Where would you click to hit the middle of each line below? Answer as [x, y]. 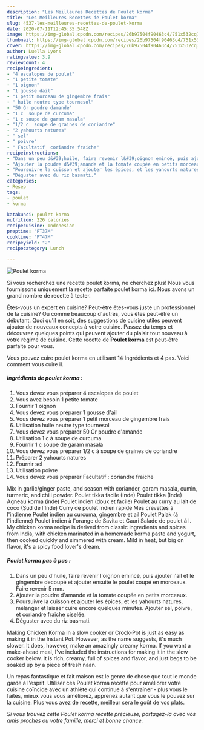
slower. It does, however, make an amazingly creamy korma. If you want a [99, 646]
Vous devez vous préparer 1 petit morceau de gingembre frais [93, 419]
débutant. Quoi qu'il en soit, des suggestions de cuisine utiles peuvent [94, 320]
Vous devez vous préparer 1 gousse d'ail [66, 412]
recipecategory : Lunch [35, 248]
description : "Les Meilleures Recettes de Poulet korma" [80, 12]
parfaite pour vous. [31, 346]
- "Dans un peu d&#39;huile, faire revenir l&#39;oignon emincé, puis [98, 158]
